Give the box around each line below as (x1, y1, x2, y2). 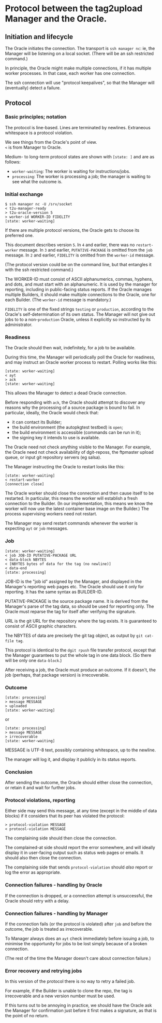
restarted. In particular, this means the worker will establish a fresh (5, 495, 138, 501)
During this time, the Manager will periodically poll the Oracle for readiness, (5, 354, 156, 360)
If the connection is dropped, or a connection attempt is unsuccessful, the (5, 892, 153, 899)
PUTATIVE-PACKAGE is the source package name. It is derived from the (5, 598, 148, 604)
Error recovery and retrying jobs (5, 967, 82, 974)
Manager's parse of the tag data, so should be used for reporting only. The (5, 603, 154, 609)
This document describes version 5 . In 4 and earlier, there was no (5, 241, 135, 248)
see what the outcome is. (12, 178, 63, 185)
